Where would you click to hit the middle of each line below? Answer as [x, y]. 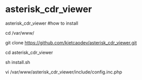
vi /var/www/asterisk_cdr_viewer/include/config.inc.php [64, 72]
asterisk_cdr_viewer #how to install [42, 23]
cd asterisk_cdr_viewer [29, 52]
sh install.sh [18, 62]
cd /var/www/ [20, 33]
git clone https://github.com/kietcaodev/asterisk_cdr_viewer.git [71, 43]
